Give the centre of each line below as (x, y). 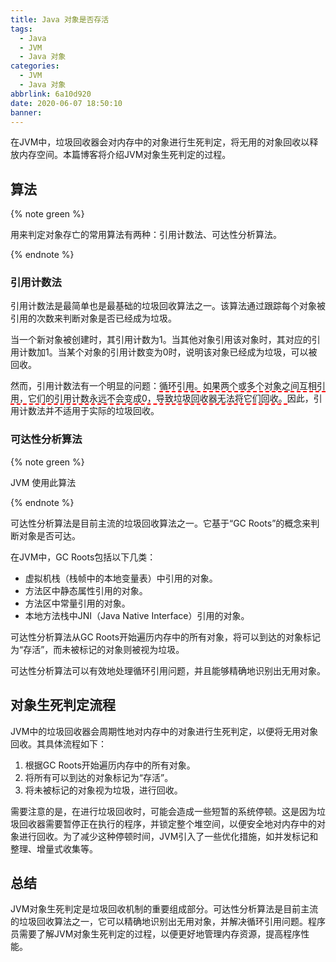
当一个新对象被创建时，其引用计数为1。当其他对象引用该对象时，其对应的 (161, 340)
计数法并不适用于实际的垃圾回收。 (89, 411)
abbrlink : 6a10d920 (51, 94)
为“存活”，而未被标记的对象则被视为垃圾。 (97, 649)
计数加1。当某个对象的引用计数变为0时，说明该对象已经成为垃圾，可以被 (168, 352)
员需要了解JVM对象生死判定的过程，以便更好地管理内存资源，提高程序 (156, 934)
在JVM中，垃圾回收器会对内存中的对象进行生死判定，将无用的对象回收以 (160, 142)
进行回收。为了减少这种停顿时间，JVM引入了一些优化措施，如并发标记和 (168, 836)
